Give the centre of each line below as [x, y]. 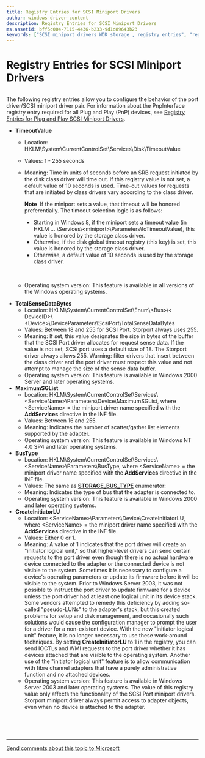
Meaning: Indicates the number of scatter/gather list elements [102, 427]
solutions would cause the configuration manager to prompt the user [110, 622]
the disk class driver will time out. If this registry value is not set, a [107, 179]
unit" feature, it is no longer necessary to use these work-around [106, 635]
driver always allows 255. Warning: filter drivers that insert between [109, 355]
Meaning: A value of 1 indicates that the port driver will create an [105, 544]
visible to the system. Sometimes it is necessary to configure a [103, 570]
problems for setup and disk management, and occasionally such [106, 615]
